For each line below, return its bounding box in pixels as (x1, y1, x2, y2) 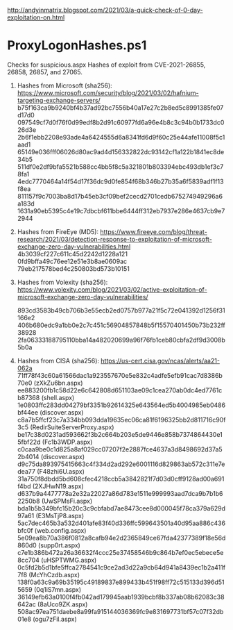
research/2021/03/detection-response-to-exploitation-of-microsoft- (17, 235, 213, 243)
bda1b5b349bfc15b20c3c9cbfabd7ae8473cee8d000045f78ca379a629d (17, 504, 226, 513)
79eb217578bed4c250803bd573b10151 (17, 264, 130, 273)
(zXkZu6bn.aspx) (33, 379, 83, 387)
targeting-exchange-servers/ (17, 96, 101, 104)
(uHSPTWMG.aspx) (40, 556, 97, 564)
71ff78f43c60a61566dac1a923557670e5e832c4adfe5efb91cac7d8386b (17, 371, 223, 379)
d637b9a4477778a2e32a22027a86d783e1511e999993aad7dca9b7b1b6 (17, 489, 223, 497)
